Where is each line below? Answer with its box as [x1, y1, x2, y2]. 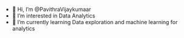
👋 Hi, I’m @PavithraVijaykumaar [12, 6, 91, 13]
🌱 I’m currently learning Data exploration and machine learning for [12, 19, 178, 25]
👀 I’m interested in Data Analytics [12, 12, 96, 19]
